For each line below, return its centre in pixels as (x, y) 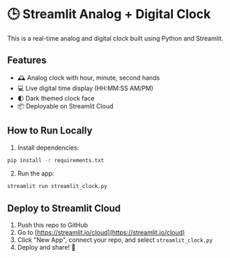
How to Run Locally (50, 131)
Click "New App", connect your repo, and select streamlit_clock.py (115, 240)
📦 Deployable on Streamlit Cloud (65, 106)
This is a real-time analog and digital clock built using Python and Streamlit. (115, 38)
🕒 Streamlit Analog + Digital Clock (109, 14)
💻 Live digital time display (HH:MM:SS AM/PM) (85, 88)
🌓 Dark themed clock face (56, 98)
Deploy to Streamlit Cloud (64, 208)
